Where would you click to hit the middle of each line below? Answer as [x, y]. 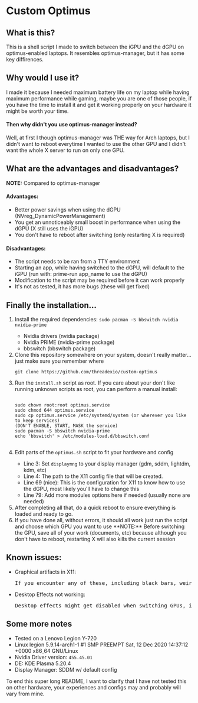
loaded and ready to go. [44, 514]
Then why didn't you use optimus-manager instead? [72, 125]
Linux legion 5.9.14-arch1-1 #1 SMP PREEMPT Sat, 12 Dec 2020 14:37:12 [101, 645]
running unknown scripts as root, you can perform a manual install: [96, 389]
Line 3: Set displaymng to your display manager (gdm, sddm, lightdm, [107, 464]
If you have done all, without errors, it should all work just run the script [101, 520]
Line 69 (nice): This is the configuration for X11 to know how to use [104, 483]
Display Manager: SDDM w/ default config [66, 669]
